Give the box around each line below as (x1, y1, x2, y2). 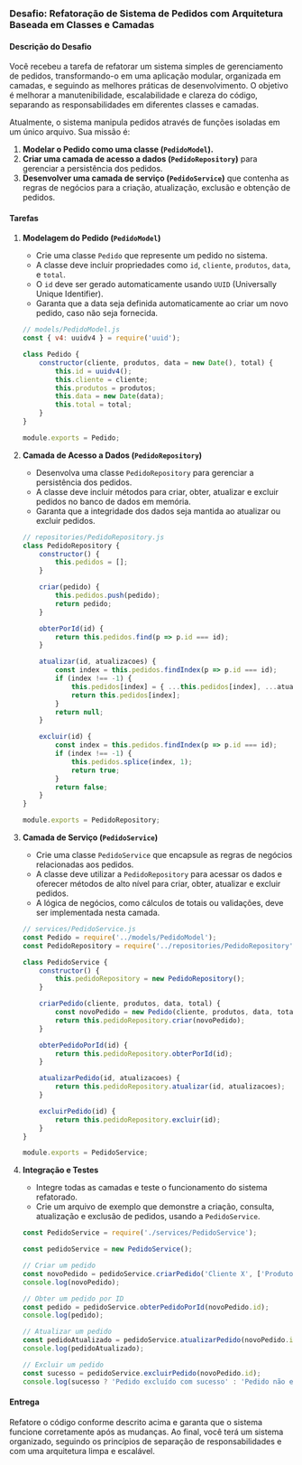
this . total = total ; (55, 400, 133, 409)
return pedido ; (55, 599, 113, 608)
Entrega (9, 1396, 41, 1407)
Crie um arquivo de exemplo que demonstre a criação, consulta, (35, 1201, 275, 1212)
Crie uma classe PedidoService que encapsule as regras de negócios (35, 850, 293, 861)
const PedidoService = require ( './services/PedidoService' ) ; (22, 1228, 258, 1237)
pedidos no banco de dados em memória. (35, 496, 191, 507)
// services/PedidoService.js (22, 925, 137, 934)
